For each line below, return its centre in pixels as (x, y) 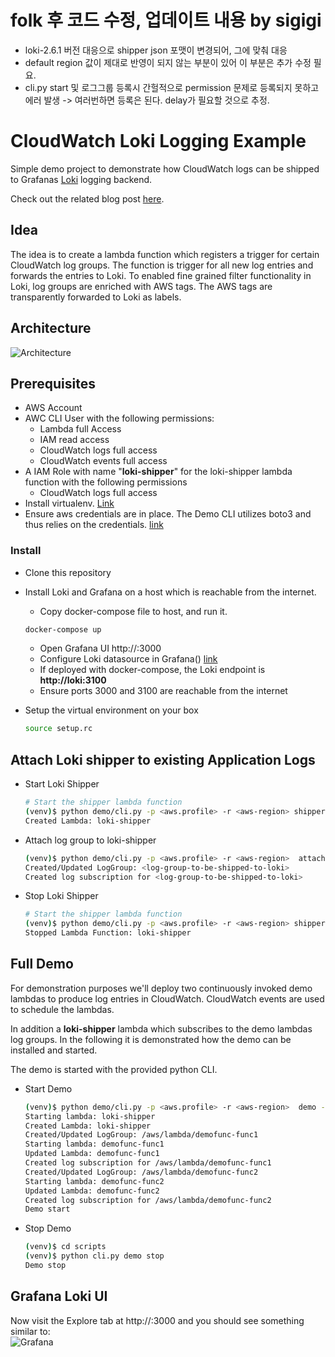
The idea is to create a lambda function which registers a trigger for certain (165, 254)
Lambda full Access (80, 429)
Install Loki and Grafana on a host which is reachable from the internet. (170, 592)
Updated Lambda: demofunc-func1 (92, 1154)
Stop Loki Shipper (61, 896)
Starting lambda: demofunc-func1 (94, 1144)
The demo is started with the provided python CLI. (114, 1069)
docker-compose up (63, 629)
